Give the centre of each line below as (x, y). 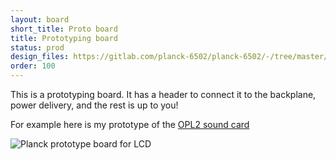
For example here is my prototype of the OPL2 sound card (130, 124)
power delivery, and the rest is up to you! (94, 105)
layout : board (40, 19)
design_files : (40, 57)
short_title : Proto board (64, 29)
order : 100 (33, 66)
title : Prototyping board (64, 38)
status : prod (37, 47)
